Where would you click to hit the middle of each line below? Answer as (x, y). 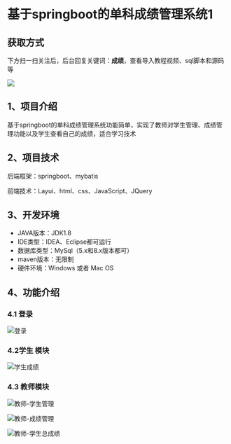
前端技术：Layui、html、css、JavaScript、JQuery (80, 190)
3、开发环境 (33, 215)
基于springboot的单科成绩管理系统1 (110, 14)
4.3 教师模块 (28, 387)
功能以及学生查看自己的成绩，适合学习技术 (75, 133)
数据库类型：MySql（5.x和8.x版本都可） (75, 251)
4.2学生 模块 (28, 351)
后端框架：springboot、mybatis (53, 176)
